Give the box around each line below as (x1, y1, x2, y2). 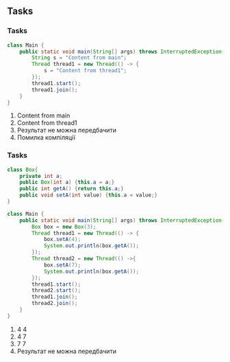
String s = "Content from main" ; (31, 54, 127, 61)
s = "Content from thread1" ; (43, 67, 127, 74)
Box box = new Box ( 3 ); (31, 223, 97, 230)
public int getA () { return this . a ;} (19, 185, 125, 192)
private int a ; (19, 172, 63, 179)
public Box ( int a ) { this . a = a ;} (19, 179, 115, 186)
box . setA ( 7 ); (43, 261, 81, 269)
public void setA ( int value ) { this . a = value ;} (19, 192, 157, 199)
